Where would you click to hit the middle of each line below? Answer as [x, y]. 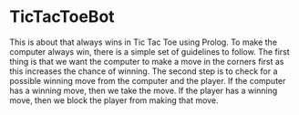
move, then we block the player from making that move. [114, 100]
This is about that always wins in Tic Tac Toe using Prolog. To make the [144, 42]
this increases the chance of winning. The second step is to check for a [144, 71]
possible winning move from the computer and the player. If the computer [148, 80]
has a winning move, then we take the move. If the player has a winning [144, 90]
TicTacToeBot [62, 17]
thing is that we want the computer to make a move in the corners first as [147, 61]
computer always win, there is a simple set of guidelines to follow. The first [149, 51]
